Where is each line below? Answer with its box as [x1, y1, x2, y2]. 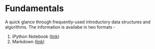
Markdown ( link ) [12, 38, 45, 44]
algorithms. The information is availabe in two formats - [5, 24, 116, 30]
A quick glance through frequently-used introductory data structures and [5, 19, 151, 25]
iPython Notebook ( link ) [12, 33, 60, 39]
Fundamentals [5, 3, 64, 14]
